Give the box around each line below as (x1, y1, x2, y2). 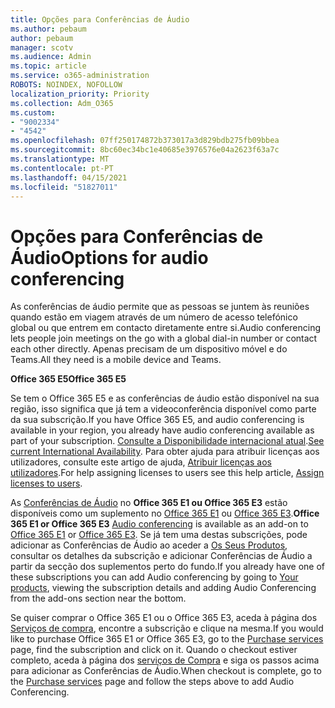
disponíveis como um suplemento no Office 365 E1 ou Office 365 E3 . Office (10, 507, 320, 520)
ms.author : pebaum (10, 24, 87, 34)
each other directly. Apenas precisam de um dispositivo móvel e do (10, 343, 288, 355)
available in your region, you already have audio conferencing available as (10, 424, 315, 436)
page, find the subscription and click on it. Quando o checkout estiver (10, 644, 298, 656)
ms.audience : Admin (10, 52, 92, 62)
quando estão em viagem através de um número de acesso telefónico (10, 311, 298, 323)
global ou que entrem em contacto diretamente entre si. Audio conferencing (10, 322, 321, 334)
